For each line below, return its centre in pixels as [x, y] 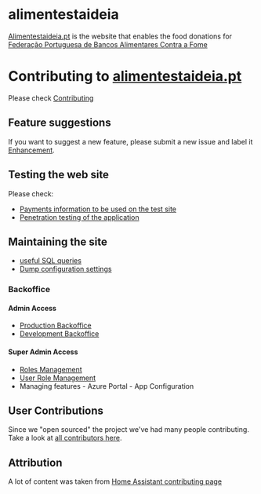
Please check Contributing [51, 98]
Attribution [35, 462]
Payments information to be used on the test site [98, 209]
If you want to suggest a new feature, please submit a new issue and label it [130, 141]
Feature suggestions [60, 123]
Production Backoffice [55, 326]
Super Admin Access [43, 352]
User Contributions [56, 411]
